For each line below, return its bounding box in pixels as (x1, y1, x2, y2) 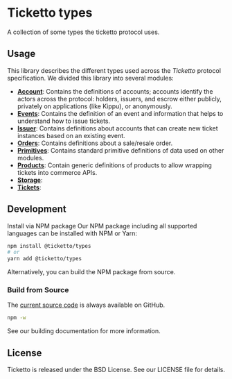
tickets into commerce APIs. (17, 168, 98, 176)
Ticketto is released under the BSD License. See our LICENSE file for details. (7, 366, 225, 374)
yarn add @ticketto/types (7, 255, 82, 262)
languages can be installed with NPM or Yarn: (7, 229, 137, 237)
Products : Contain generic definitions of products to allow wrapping (17, 161, 213, 169)
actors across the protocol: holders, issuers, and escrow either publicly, (17, 94, 222, 103)
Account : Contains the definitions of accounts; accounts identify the (17, 87, 213, 95)
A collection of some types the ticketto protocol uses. (7, 28, 160, 36)
